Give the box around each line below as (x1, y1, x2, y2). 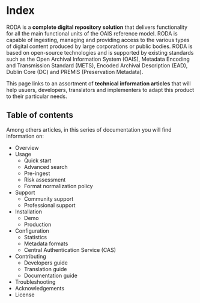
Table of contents (6, 110, 73, 120)
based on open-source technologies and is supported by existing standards (6, 49, 194, 56)
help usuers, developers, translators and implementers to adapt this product (6, 86, 195, 93)
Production (23, 221, 52, 228)
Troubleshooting (14, 278, 56, 286)
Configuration (14, 227, 49, 234)
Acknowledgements (14, 284, 65, 292)
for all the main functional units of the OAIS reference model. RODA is (6, 29, 178, 37)
